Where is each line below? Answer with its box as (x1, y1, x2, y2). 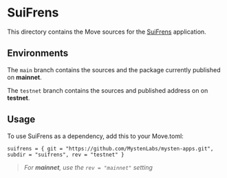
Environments (7, 47, 69, 59)
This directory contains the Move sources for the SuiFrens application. (7, 27, 206, 36)
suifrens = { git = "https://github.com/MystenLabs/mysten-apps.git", (7, 145, 214, 152)
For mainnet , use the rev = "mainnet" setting (23, 163, 153, 171)
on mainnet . (7, 73, 43, 81)
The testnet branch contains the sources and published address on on (7, 86, 208, 94)
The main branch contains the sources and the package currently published (7, 65, 221, 74)
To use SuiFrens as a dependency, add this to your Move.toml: (7, 132, 184, 140)
